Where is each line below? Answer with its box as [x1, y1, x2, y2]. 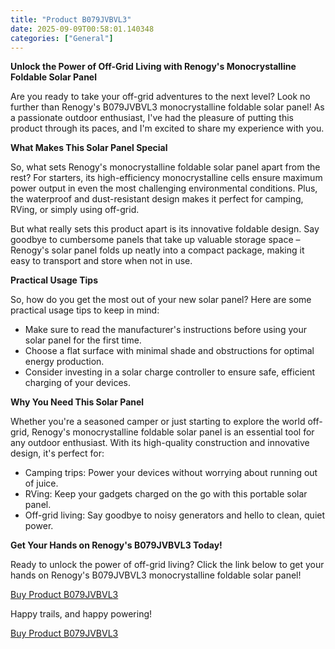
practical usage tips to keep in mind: [10, 304, 160, 316]
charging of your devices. [24, 377, 132, 389]
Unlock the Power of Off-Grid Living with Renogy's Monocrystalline [10, 61, 297, 73]
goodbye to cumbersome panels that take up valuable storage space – [10, 234, 301, 246]
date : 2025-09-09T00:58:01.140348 [10, 24, 155, 34]
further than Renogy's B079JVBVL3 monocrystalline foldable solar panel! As [10, 101, 325, 113]
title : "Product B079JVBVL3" [10, 14, 132, 25]
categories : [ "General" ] [10, 33, 114, 43]
